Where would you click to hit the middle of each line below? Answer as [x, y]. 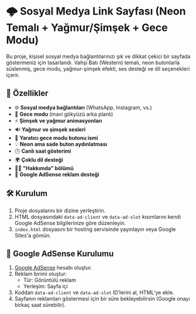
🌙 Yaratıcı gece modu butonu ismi [56, 137]
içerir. [13, 75]
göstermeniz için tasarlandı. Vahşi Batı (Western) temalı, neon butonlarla [93, 63]
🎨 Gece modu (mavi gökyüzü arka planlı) [64, 114]
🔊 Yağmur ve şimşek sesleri [50, 129]
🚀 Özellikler [27, 93]
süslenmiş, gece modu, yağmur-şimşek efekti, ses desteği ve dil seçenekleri [98, 68]
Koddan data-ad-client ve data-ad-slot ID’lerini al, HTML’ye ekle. [94, 292]
